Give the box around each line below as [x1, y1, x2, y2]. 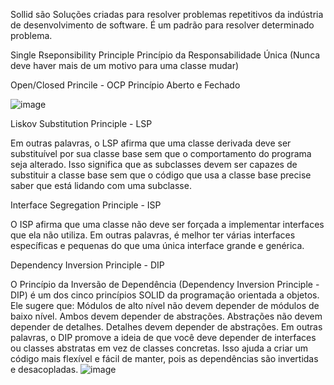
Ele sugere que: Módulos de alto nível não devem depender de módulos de [10, 300, 320, 311]
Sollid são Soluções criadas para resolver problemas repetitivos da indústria [10, 9, 324, 20]
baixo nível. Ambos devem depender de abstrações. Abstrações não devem [10, 310, 323, 322]
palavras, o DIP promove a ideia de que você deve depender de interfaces [10, 332, 317, 343]
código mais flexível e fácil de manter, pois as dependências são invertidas [10, 353, 319, 364]
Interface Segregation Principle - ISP [10, 199, 162, 211]
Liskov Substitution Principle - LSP [10, 118, 153, 129]
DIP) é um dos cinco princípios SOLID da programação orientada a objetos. [10, 289, 320, 301]
